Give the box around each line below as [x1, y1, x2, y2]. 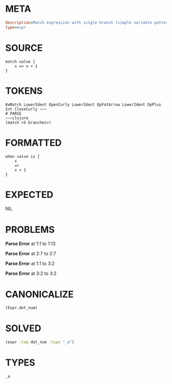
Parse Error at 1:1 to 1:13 [5, 240, 56, 247]
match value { [5, 59, 36, 64]
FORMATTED [5, 137, 62, 149]
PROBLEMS [5, 224, 55, 235]
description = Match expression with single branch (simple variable [5, 20, 153, 25]
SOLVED [5, 322, 41, 334]
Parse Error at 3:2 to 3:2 [5, 270, 57, 277]
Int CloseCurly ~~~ [5, 106, 47, 112]
